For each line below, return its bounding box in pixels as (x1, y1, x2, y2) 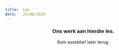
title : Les (5, 7, 30, 12)
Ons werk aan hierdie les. (52, 28, 115, 35)
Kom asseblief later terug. (57, 39, 110, 45)
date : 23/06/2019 (5, 12, 46, 17)
